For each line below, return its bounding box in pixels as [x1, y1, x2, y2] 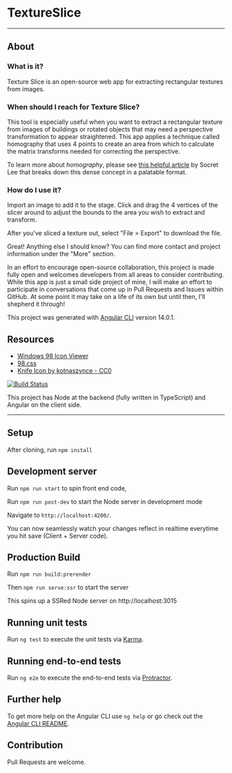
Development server [7, 466, 97, 478]
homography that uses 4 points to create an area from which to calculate [7, 140, 215, 148]
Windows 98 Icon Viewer [17, 352, 88, 361]
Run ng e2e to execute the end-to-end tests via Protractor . [7, 673, 173, 682]
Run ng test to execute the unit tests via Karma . [7, 635, 144, 644]
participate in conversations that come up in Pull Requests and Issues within [7, 285, 224, 293]
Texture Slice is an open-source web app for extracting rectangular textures [7, 78, 223, 86]
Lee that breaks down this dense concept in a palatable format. [7, 167, 187, 176]
